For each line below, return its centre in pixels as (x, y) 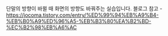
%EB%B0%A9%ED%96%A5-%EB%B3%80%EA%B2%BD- (79, 21)
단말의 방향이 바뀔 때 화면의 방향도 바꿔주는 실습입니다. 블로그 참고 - (84, 8)
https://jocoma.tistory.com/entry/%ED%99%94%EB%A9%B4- (83, 15)
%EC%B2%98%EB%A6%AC (42, 27)
